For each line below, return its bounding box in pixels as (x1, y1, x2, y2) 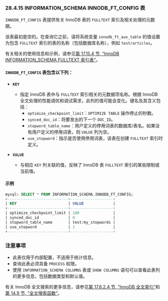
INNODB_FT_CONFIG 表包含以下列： (5, 69, 73, 75)
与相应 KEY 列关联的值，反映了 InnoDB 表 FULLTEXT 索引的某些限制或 (20, 162, 159, 168)
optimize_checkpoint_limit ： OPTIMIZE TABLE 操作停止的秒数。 (27, 110, 156, 116)
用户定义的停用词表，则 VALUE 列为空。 (32, 129, 112, 135)
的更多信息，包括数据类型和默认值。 (12, 273, 88, 279)
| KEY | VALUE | (5, 201, 115, 206)
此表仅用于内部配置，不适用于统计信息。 (12, 254, 96, 260)
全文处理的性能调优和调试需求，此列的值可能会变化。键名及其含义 (20, 97, 156, 103)
